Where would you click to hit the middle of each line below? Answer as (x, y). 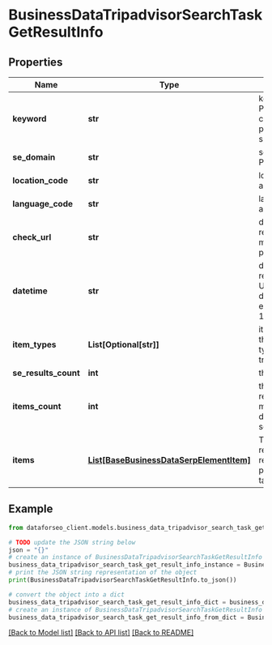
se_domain (34, 157)
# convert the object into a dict (67, 594)
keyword (30, 119)
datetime (30, 291)
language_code (43, 204)
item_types (34, 344)
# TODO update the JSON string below (72, 542)
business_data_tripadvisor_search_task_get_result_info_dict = (117, 602)
